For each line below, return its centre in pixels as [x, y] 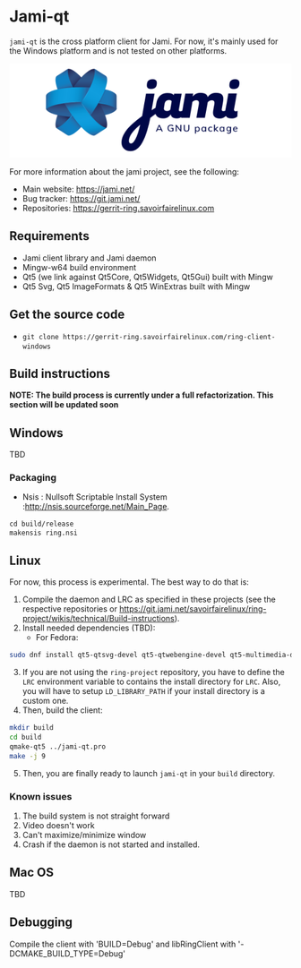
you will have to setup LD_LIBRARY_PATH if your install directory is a [144, 691]
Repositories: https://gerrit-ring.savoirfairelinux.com [118, 208]
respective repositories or [70, 609]
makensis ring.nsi [43, 533]
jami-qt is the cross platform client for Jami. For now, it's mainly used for [144, 41]
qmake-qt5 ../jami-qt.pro [57, 746]
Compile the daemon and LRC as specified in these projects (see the [149, 600]
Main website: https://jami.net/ [78, 189]
